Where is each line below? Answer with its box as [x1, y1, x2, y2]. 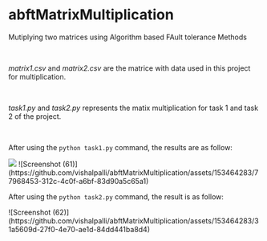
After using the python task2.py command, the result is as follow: [8, 191, 225, 202]
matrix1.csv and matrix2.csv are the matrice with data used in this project [8, 63, 251, 73]
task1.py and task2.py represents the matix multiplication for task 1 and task [8, 103, 259, 112]
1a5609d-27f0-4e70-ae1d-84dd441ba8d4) [8, 224, 151, 234]
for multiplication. [8, 71, 67, 81]
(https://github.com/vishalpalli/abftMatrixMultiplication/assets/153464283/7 [8, 167, 259, 178]
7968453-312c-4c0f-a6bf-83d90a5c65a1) [8, 176, 149, 186]
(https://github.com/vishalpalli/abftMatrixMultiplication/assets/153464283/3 [8, 215, 259, 226]
